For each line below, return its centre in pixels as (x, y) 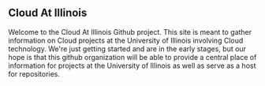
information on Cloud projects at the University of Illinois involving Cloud (126, 40)
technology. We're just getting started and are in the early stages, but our (127, 49)
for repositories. (34, 73)
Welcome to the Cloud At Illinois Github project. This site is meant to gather (130, 32)
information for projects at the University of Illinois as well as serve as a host (132, 65)
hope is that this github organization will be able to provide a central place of (132, 57)
